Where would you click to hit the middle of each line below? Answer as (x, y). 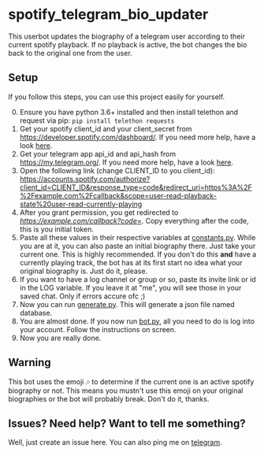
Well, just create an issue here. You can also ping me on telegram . (115, 442)
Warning (30, 363)
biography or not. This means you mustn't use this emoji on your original (126, 390)
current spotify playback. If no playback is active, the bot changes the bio (128, 44)
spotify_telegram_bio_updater (108, 15)
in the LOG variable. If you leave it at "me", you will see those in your (130, 287)
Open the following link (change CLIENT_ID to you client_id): (117, 170)
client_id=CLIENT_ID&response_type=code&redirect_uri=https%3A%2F (136, 187)
